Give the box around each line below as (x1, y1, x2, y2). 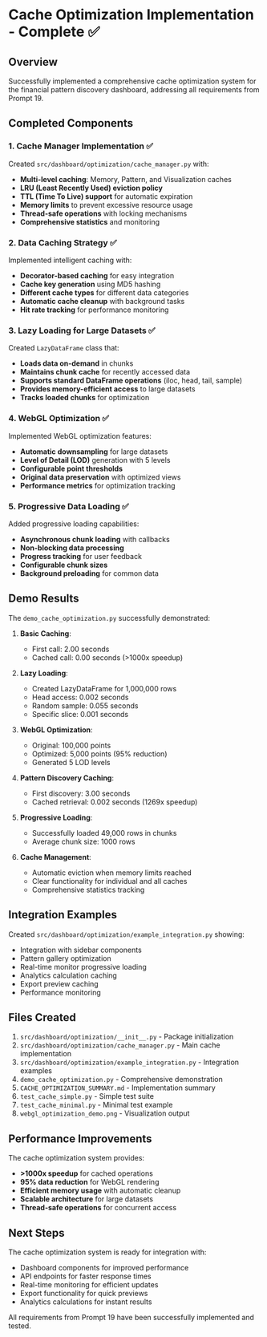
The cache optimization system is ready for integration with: (8, 1247, 207, 1257)
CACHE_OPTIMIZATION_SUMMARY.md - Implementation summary (19, 1083, 216, 1092)
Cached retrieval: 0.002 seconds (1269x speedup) (31, 796, 198, 807)
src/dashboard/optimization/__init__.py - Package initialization (19, 1032, 234, 1042)
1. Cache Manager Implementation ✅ (8, 140, 154, 152)
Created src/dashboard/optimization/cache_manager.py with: (8, 159, 210, 168)
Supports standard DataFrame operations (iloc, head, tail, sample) (19, 375, 243, 386)
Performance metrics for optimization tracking (19, 480, 176, 490)
